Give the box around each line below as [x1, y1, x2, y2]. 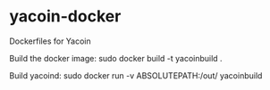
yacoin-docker [9, 6, 122, 27]
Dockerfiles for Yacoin [9, 36, 91, 46]
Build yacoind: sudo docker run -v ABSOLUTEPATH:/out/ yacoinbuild [9, 70, 263, 81]
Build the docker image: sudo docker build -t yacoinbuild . [9, 53, 223, 63]
